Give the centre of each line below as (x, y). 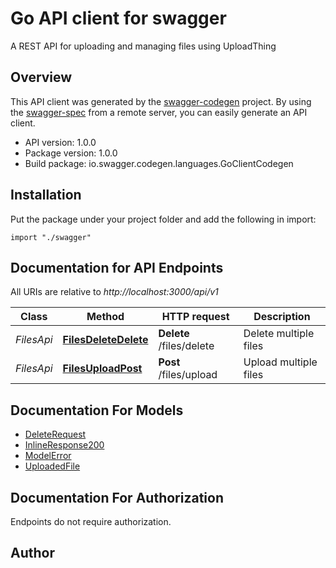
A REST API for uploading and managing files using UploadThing (143, 46)
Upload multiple (280, 362)
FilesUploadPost (102, 369)
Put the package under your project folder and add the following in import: (163, 219)
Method (105, 317)
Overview (41, 77)
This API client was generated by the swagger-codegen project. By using (161, 101)
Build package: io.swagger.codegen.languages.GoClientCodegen (159, 163)
